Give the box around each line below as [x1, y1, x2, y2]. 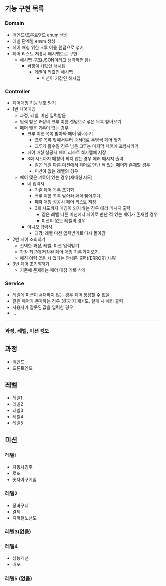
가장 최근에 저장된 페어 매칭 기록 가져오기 [19, 249, 99, 255]
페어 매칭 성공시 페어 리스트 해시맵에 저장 [27, 149, 106, 155]
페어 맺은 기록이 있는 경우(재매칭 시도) [19, 174, 93, 180]
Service [5, 280, 24, 287]
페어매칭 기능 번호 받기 [12, 100, 56, 106]
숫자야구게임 [12, 476, 37, 482]
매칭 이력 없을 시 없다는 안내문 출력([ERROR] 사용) [19, 255, 117, 260]
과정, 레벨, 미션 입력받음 [19, 112, 66, 118]
